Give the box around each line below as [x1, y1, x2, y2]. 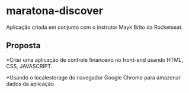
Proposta [6, 41, 41, 51]
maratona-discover [6, 4, 104, 18]
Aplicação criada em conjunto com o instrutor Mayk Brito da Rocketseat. [6, 24, 183, 31]
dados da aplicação [6, 80, 55, 87]
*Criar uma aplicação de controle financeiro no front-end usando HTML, [6, 56, 184, 63]
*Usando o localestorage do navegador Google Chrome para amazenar [6, 74, 181, 81]
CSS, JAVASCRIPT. [6, 62, 53, 69]
